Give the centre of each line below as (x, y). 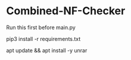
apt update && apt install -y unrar (47, 50)
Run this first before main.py (41, 27)
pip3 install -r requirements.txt (43, 39)
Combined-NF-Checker (66, 11)
